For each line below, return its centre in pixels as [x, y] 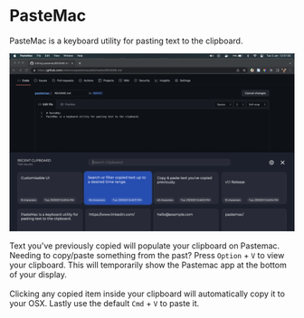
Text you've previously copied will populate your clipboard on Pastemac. [145, 246]
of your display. [38, 274]
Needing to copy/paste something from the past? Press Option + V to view [147, 255]
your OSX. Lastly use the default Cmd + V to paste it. [104, 303]
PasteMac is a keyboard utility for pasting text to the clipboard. [126, 41]
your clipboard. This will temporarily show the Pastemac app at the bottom [148, 265]
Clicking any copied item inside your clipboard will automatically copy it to [147, 294]
